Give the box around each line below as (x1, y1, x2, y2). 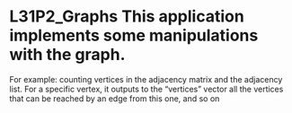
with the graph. (9, 45, 126, 65)
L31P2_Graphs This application (9, 6, 244, 27)
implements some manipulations (9, 25, 259, 46)
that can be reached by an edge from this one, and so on (9, 92, 220, 104)
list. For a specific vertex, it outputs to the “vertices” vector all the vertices (9, 83, 284, 94)
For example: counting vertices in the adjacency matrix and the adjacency (9, 74, 283, 84)
